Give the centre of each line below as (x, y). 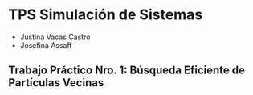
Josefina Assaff (46, 45)
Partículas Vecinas (56, 83)
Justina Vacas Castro (55, 37)
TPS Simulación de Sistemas (106, 15)
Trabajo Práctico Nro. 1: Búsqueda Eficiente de (127, 71)
